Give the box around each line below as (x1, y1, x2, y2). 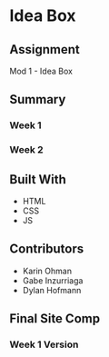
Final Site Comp (9, 311, 101, 327)
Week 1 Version (9, 338, 79, 351)
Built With (9, 172, 66, 187)
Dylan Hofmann (22, 284, 82, 295)
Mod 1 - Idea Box (9, 65, 73, 76)
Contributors (9, 242, 84, 257)
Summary (9, 92, 66, 107)
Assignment (9, 42, 80, 57)
